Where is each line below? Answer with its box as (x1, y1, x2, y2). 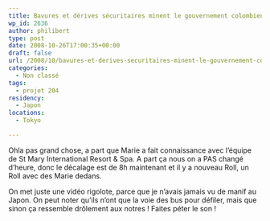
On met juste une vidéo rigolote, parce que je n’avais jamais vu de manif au (8, 186, 257, 196)
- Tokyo (15, 117, 42, 125)
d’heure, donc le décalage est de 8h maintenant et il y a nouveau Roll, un (8, 162, 249, 172)
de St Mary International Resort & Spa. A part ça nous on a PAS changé (8, 153, 243, 163)
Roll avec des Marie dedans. (8, 170, 102, 181)
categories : (8, 64, 48, 72)
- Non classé (15, 72, 59, 80)
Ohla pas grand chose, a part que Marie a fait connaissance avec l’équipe (8, 145, 252, 155)
